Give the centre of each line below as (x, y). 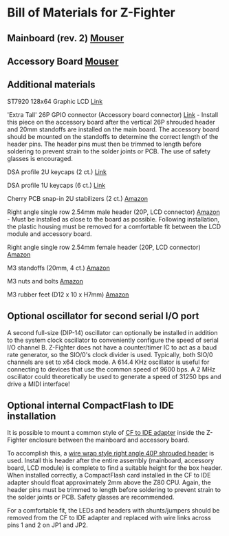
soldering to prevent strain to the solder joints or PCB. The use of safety (109, 151)
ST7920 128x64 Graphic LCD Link (55, 101)
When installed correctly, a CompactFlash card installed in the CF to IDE (109, 475)
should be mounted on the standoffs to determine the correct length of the (113, 136)
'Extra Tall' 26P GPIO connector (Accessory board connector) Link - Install (113, 114)
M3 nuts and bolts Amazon (45, 281)
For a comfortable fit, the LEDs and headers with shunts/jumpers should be (113, 511)
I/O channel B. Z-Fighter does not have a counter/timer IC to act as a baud (112, 347)
